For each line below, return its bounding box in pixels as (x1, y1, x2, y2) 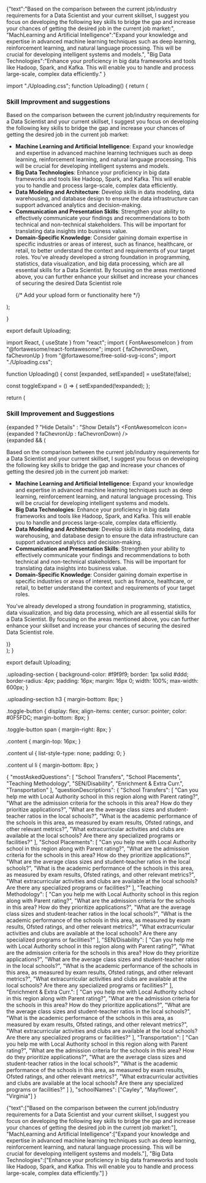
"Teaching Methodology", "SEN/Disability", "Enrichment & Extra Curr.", (6, 780, 184, 787)
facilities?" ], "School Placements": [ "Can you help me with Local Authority (6, 838, 197, 845)
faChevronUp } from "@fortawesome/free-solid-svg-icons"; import (6, 352, 176, 359)
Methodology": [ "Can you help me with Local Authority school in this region (6, 890, 199, 897)
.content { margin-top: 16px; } (6, 737, 81, 745)
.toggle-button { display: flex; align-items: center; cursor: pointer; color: (6, 707, 187, 715)
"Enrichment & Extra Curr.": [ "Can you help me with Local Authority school (6, 988, 196, 995)
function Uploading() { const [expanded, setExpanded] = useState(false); (6, 370, 191, 378)
